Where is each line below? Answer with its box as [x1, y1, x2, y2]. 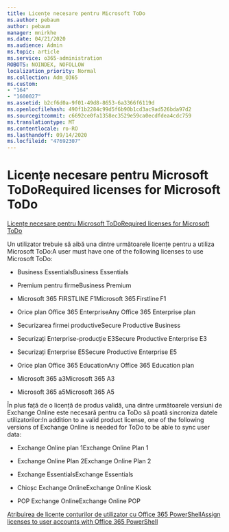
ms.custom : [7, 80, 38, 87]
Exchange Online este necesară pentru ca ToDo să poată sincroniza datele [7, 408, 218, 417]
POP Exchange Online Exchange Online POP [16, 497, 141, 505]
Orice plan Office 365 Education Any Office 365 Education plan [16, 362, 194, 370]
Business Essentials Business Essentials [16, 268, 129, 276]
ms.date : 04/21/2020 [7, 36, 67, 43]
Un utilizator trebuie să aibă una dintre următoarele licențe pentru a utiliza [7, 240, 215, 248]
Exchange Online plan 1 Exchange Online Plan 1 [16, 444, 149, 452]
